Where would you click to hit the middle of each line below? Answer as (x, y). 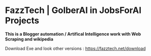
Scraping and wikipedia (29, 39)
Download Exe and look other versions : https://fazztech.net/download (75, 48)
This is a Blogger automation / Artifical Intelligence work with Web (73, 34)
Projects (22, 21)
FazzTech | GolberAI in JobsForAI (73, 10)
